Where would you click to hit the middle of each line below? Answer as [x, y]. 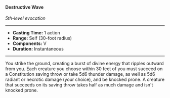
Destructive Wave [25, 7]
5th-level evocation [25, 18]
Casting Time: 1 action [36, 33]
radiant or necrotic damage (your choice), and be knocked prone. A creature [85, 80]
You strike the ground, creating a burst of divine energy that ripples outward [84, 64]
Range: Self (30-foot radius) [42, 38]
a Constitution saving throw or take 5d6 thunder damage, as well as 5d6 [80, 74]
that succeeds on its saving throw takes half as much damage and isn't [79, 85]
